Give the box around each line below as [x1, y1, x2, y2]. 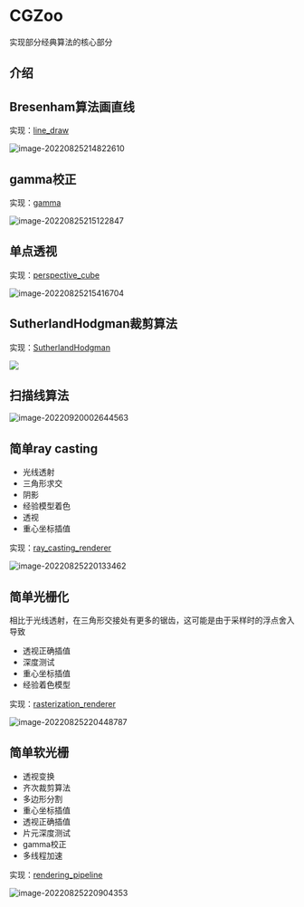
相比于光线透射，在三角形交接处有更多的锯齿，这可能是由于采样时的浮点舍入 [9, 615, 295, 625]
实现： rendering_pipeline [9, 869, 103, 880]
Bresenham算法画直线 [9, 99, 136, 114]
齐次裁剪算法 [22, 782, 71, 793]
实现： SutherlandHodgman [9, 341, 111, 353]
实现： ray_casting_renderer [9, 542, 111, 553]
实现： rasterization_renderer [9, 699, 116, 710]
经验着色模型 [22, 680, 71, 691]
